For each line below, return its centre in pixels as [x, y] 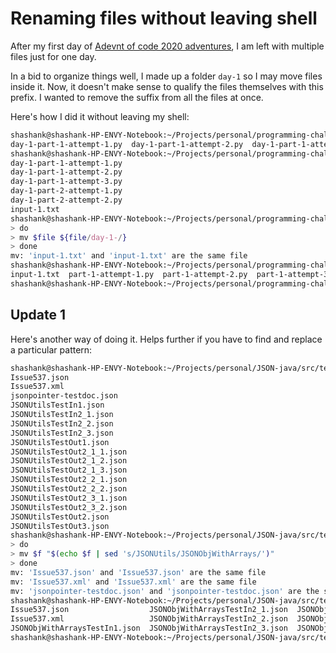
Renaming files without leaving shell [164, 18]
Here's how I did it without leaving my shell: [100, 116]
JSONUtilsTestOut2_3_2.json [69, 507]
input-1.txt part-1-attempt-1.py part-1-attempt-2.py [129, 275]
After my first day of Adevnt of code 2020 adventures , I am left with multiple [167, 46]
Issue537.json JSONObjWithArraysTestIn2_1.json [149, 610]
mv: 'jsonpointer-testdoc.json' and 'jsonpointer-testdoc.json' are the [165, 591]
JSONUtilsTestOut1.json [60, 442]
